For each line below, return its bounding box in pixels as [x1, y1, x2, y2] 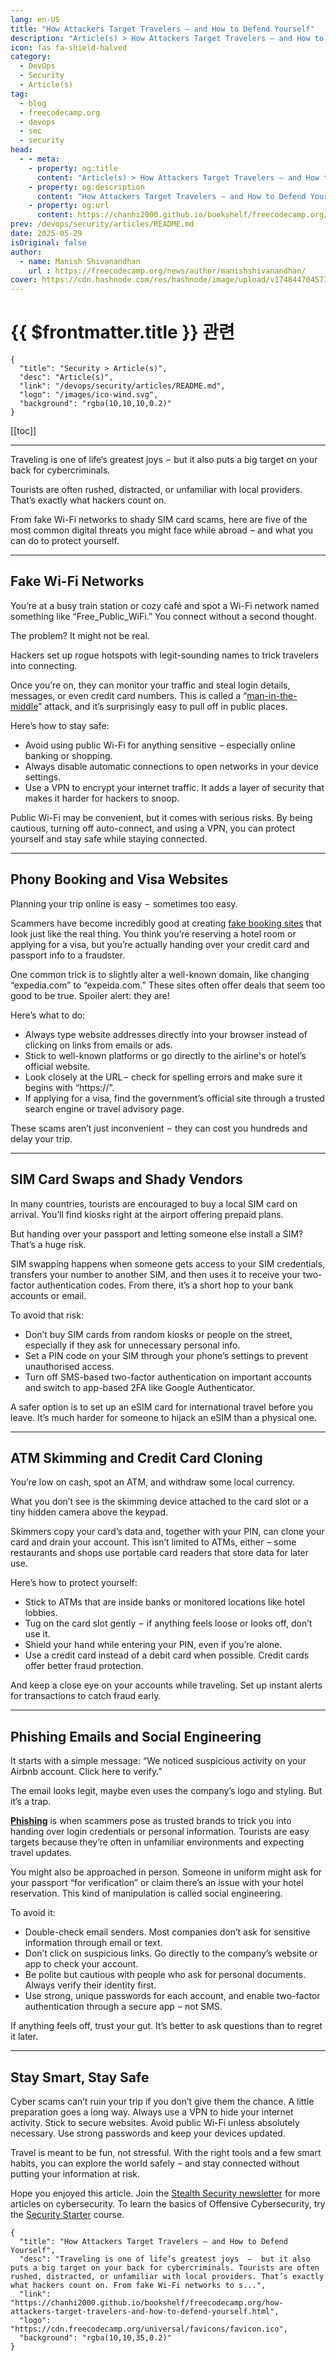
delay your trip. [10, 1132, 73, 1145]
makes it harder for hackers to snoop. [24, 792, 180, 804]
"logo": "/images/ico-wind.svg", [19, 390, 159, 400]
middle [10, 700, 39, 712]
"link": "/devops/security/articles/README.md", [19, 381, 226, 391]
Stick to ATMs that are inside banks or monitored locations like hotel [24, 1596, 305, 1608]
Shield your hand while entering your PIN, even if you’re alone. [24, 1639, 283, 1651]
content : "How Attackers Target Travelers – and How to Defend [36, 191, 307, 201]
